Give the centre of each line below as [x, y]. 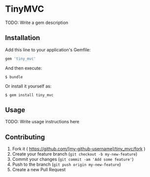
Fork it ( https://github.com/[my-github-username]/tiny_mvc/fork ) [79, 149]
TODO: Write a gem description [37, 22]
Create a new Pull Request [39, 170]
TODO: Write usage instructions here [42, 122]
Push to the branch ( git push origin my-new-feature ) [66, 164]
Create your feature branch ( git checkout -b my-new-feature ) [75, 154]
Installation [23, 38]
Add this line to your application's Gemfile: [48, 49]
